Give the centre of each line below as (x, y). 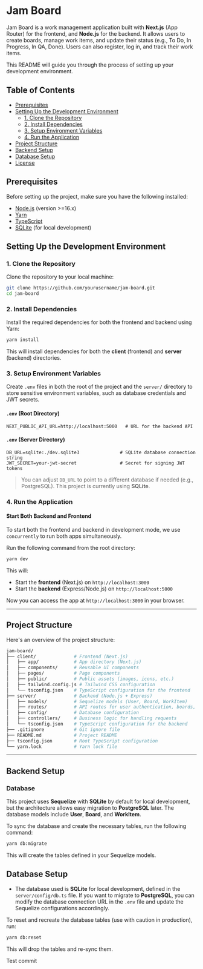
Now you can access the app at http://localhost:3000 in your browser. (96, 600)
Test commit (22, 961)
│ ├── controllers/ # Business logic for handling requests (92, 718)
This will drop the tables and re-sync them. (60, 949)
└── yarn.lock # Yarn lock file (62, 746)
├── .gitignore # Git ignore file (63, 729)
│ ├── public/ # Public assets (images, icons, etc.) (90, 679)
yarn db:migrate (27, 844)
